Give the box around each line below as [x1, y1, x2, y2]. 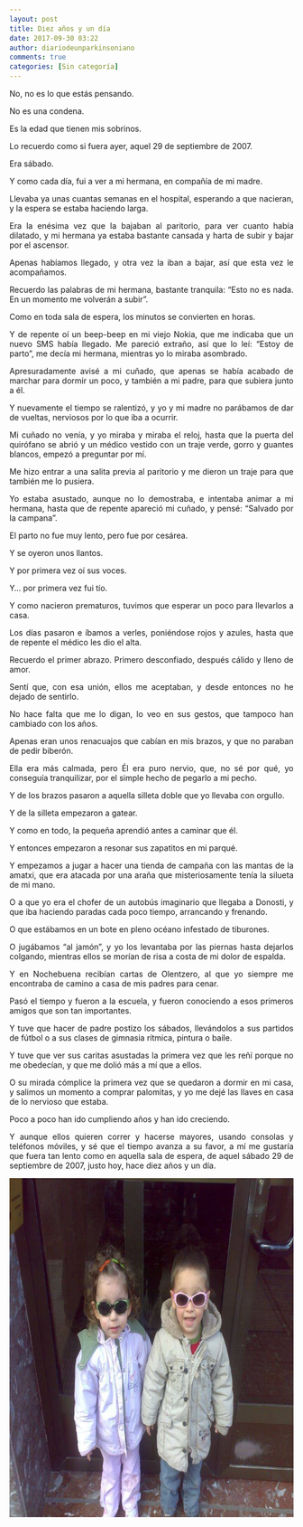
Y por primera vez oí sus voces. [9, 565, 127, 576]
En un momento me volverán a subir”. [9, 294, 149, 305]
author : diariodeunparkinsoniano [9, 43, 135, 52]
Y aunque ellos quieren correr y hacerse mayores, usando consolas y [9, 1131, 294, 1142]
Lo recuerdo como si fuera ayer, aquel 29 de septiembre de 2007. [9, 141, 253, 151]
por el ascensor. [9, 240, 69, 250]
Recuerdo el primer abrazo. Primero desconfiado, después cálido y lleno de [9, 655, 294, 665]
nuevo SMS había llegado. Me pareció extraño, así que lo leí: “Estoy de [9, 339, 294, 349]
